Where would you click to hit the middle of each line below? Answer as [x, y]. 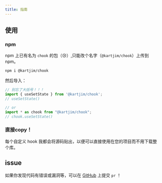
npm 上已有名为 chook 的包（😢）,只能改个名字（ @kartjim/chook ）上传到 [77, 56]
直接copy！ [19, 130]
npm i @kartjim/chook [27, 71]
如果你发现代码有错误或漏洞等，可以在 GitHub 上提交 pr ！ [63, 175]
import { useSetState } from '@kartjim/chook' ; [54, 94]
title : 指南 [16, 9]
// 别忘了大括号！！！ [25, 90]
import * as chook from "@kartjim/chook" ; [48, 112]
